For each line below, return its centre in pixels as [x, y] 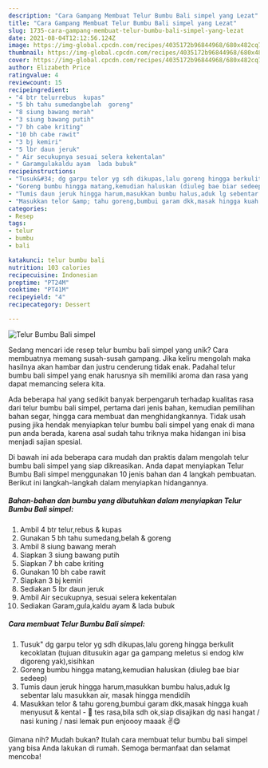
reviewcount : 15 [35, 82]
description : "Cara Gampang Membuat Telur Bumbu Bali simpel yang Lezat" [134, 16]
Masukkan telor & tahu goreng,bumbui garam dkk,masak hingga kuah [134, 703]
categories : [28, 208]
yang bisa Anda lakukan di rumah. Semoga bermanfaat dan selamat [119, 748]
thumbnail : [26, 53]
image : [19, 46]
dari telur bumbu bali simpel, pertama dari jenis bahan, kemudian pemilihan [132, 407]
